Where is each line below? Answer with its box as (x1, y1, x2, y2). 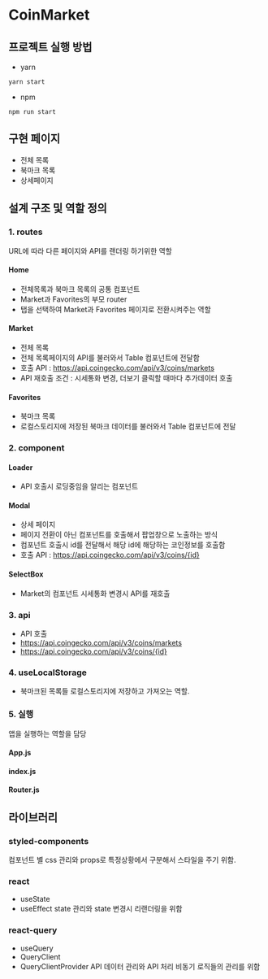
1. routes (8, 226, 43, 237)
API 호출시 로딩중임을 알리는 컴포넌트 (19, 481, 139, 491)
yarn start (8, 78, 45, 86)
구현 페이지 (8, 132, 61, 146)
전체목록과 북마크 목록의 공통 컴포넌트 (19, 284, 140, 294)
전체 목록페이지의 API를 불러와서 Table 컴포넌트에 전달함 (19, 352, 201, 363)
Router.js (8, 785, 40, 794)
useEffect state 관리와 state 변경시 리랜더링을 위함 (19, 904, 183, 914)
